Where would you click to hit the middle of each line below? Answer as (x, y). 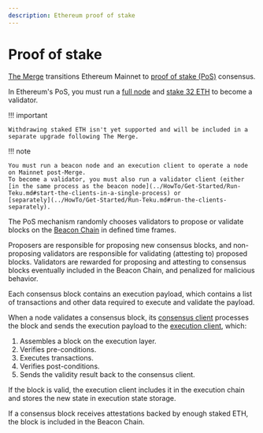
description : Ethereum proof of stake (72, 15)
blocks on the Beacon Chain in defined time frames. (93, 230)
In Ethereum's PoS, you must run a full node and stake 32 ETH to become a (130, 91)
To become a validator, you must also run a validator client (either (126, 179)
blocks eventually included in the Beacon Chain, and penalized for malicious (131, 270)
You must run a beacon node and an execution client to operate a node (128, 165)
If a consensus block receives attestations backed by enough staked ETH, (128, 413)
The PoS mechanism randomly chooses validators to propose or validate (126, 221)
